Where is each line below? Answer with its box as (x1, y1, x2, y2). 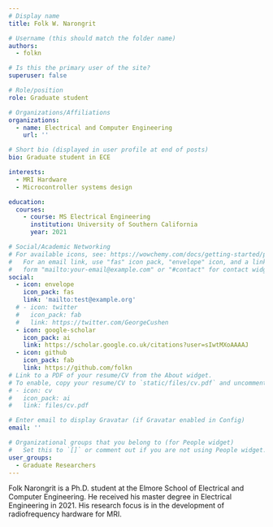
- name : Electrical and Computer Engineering (15, 124, 173, 132)
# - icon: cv (8, 386, 53, 394)
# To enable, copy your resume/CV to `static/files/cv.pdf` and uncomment (8, 379, 267, 387)
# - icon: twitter (15, 303, 79, 311)
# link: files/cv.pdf (8, 402, 89, 410)
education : (8, 198, 45, 206)
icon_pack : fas (23, 288, 75, 297)
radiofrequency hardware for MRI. (8, 509, 122, 519)
